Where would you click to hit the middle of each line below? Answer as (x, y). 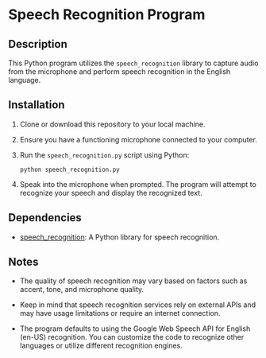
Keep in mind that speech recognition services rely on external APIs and (138, 305)
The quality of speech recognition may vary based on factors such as (133, 281)
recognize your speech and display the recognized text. (111, 193)
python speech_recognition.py (70, 169)
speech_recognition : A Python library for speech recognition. (120, 237)
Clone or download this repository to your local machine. (112, 124)
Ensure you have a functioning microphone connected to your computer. (139, 139)
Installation (37, 105)
